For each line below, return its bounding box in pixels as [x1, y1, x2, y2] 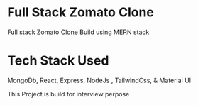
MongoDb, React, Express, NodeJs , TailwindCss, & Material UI [7, 76, 192, 84]
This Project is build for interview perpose [7, 89, 130, 98]
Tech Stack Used [7, 52, 109, 69]
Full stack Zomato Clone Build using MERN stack [7, 28, 150, 36]
